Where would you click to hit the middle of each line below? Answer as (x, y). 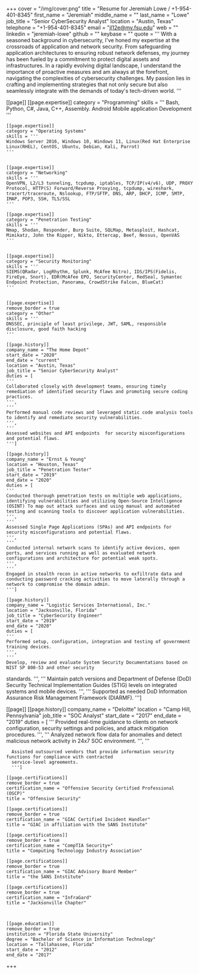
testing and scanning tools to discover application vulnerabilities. (96, 511)
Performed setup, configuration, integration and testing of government (98, 642)
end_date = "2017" (29, 955)
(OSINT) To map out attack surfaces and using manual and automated (93, 506)
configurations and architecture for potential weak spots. (83, 558)
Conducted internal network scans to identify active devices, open (93, 548)
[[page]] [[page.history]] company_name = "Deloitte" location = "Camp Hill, (99, 709)
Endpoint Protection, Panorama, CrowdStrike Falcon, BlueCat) (85, 282)
